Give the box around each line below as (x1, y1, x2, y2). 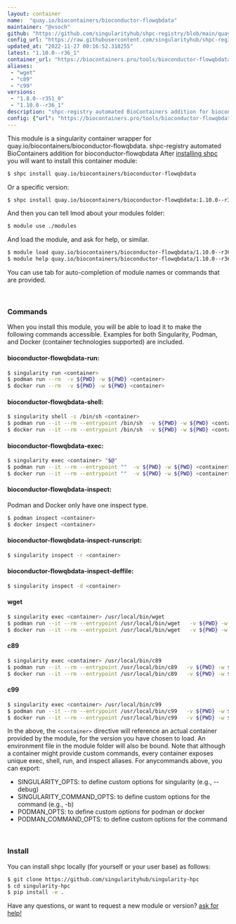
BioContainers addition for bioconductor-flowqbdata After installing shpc (7, 149, 218, 157)
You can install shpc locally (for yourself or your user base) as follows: (7, 862, 211, 871)
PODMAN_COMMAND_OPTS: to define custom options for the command (17, 815, 228, 824)
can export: (7, 764, 41, 773)
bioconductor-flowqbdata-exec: (7, 441, 104, 450)
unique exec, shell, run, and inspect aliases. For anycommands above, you (7, 757, 223, 765)
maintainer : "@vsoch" (7, 23, 71, 30)
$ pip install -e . (7, 889, 65, 896)
